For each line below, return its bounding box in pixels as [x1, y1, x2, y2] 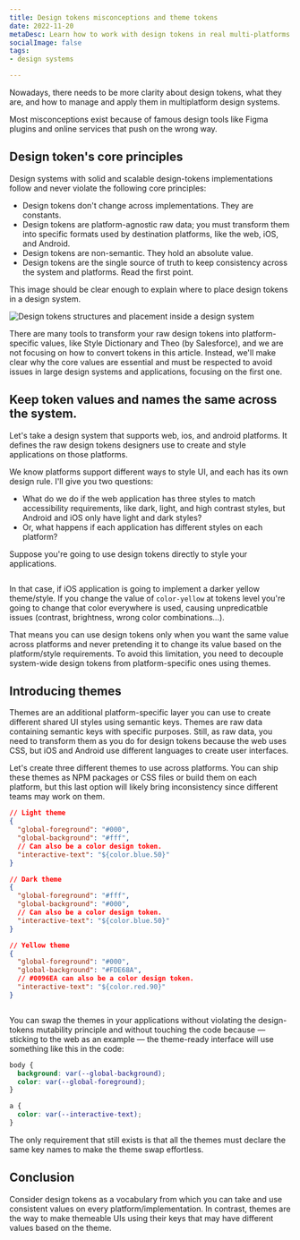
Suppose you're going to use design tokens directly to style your [9, 548, 248, 560]
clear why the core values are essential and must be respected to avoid [9, 356, 273, 367]
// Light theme [9, 808, 66, 817]
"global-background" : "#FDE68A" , [17, 966, 142, 975]
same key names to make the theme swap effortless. [9, 1143, 204, 1155]
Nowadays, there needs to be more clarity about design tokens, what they [9, 87, 282, 98]
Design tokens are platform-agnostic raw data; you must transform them [21, 218, 290, 229]
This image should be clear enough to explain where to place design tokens [9, 284, 288, 295]
